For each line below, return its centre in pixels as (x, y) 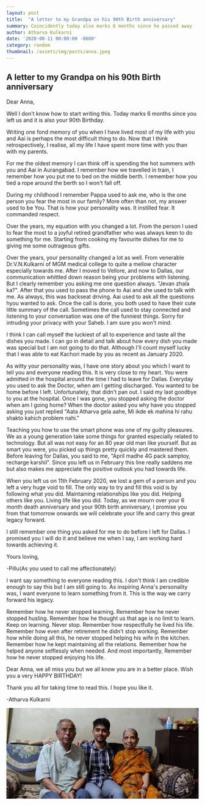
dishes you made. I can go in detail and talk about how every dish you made (102, 341)
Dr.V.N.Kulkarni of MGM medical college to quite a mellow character (92, 264)
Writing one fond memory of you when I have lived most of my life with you (101, 132)
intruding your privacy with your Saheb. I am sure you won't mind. (89, 322)
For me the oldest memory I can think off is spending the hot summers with (101, 163)
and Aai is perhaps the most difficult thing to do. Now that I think (87, 138)
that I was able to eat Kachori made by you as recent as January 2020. (95, 354)
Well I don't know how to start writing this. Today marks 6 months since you (102, 113)
